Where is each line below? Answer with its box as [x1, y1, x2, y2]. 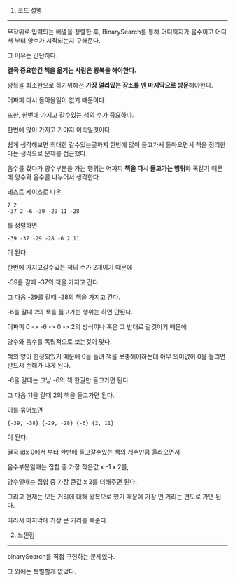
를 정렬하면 [7, 221, 38, 229]
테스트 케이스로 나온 [7, 188, 62, 196]
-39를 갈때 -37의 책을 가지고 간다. [7, 278, 100, 286]
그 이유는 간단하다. [7, 51, 58, 60]
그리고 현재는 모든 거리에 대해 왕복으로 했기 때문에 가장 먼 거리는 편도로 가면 [7, 492, 215, 501]
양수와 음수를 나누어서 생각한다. [14, 173, 101, 181]
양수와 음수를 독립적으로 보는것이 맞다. [7, 338, 112, 345]
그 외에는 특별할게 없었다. [7, 567, 77, 576]
